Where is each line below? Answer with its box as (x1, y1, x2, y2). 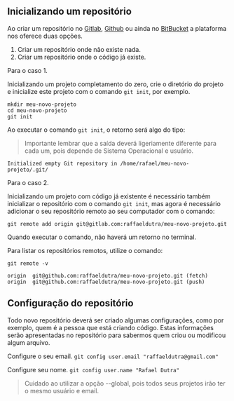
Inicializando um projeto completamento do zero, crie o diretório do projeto (7, 80, 224, 88)
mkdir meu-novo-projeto (7, 101, 77, 108)
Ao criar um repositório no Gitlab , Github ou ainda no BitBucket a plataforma (7, 24, 227, 32)
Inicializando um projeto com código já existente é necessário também (7, 192, 212, 200)
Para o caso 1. (7, 66, 48, 74)
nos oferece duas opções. (7, 32, 83, 40)
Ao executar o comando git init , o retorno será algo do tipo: (7, 125, 186, 134)
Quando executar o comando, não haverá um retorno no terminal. (7, 233, 197, 241)
